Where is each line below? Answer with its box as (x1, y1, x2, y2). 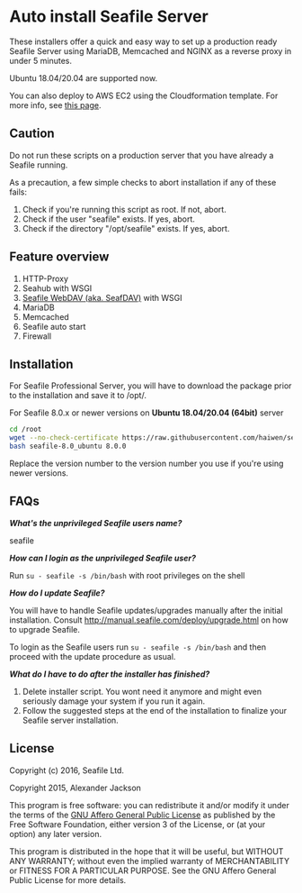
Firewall (22, 331, 52, 342)
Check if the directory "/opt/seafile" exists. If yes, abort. (22, 223, 230, 233)
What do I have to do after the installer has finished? (9, 669, 210, 679)
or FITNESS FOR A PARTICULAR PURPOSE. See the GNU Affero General (9, 865, 277, 876)
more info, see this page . (9, 99, 102, 110)
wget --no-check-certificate (9, 433, 119, 442)
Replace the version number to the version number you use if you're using (9, 458, 284, 469)
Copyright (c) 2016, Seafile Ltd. (9, 764, 124, 776)
